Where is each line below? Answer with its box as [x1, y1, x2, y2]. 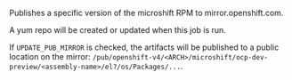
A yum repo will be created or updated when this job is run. [9, 25, 227, 35]
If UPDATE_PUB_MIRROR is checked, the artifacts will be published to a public [9, 42, 280, 52]
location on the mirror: [9, 52, 91, 61]
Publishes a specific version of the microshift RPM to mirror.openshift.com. [9, 8, 284, 18]
